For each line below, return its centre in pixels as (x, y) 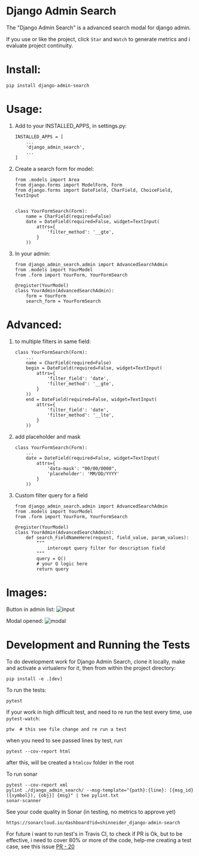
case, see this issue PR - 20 (40, 846)
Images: (27, 592)
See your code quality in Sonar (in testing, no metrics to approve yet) (91, 812)
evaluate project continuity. (40, 45)
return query (53, 569)
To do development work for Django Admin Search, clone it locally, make (96, 661)
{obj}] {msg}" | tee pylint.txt (78, 795)
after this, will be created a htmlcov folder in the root (70, 762)
